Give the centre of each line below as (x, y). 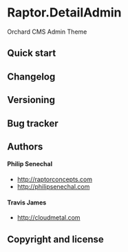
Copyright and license (56, 239)
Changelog (31, 77)
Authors (25, 147)
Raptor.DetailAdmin (64, 13)
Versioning (31, 100)
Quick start (32, 53)
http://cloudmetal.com (49, 218)
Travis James (27, 202)
